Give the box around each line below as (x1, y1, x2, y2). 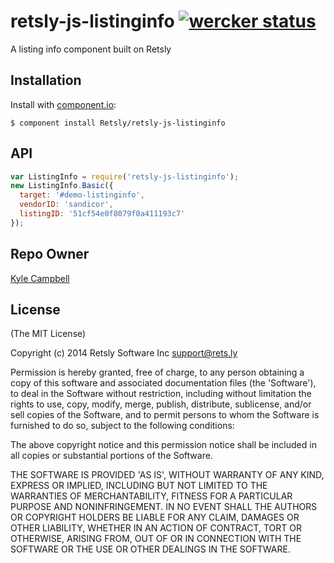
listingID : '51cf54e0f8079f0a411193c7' (19, 209, 186, 219)
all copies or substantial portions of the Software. (10, 450, 213, 462)
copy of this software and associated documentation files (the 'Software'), (10, 377, 317, 389)
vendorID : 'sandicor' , (19, 200, 114, 210)
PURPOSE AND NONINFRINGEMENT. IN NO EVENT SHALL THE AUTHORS (10, 501, 318, 513)
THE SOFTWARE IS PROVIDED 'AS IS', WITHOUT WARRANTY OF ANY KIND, (10, 469, 325, 481)
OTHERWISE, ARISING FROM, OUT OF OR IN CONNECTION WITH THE (10, 533, 302, 545)
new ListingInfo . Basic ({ (10, 181, 114, 191)
